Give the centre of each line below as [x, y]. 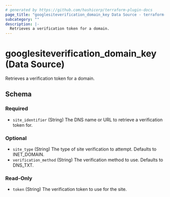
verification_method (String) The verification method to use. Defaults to [88, 160]
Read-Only [19, 178]
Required [17, 109]
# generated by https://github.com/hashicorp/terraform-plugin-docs [79, 10]
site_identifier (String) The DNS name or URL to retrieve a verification [88, 120]
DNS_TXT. [23, 165]
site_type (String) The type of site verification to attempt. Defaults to [84, 149]
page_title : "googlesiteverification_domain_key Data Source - [73, 15]
